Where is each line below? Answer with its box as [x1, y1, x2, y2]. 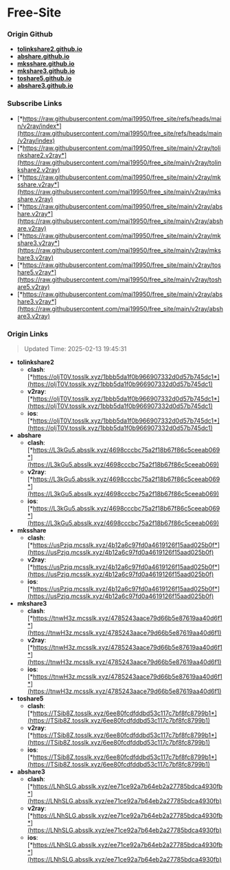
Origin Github [7, 30, 54, 39]
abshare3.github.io [16, 81, 73, 90]
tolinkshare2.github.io [16, 45, 82, 53]
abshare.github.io [16, 52, 70, 61]
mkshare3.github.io [16, 67, 76, 75]
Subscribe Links [7, 98, 62, 108]
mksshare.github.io [16, 60, 75, 68]
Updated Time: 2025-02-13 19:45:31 [23, 345, 127, 353]
